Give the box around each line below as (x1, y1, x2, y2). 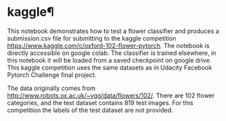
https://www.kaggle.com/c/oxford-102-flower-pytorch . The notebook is (7, 41, 210, 49)
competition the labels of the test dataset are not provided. (7, 106, 174, 114)
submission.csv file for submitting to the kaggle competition (7, 34, 177, 42)
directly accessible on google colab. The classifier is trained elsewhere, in (7, 49, 216, 57)
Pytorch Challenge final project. (7, 70, 97, 79)
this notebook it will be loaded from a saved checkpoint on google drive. (7, 56, 212, 64)
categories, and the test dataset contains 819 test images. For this (7, 98, 194, 107)
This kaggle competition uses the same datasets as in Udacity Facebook (7, 63, 212, 71)
